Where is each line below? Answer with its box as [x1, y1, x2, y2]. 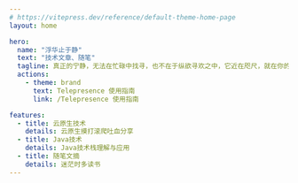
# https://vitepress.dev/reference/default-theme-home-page [9, 12, 237, 22]
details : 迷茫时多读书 [25, 160, 101, 169]
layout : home [9, 21, 58, 30]
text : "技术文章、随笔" [17, 54, 96, 63]
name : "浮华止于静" [17, 45, 82, 54]
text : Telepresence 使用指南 [32, 86, 136, 95]
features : [9, 111, 46, 119]
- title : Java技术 [17, 135, 82, 144]
